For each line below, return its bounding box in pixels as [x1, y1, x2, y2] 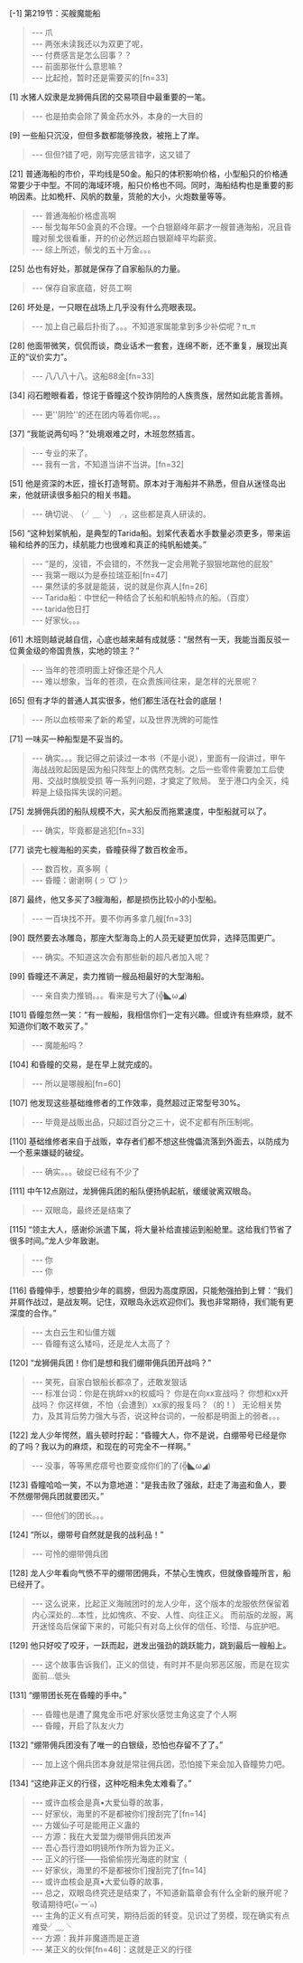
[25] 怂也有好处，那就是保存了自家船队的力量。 [9, 263, 185, 274]
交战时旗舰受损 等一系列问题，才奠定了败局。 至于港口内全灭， [47, 776, 281, 786]
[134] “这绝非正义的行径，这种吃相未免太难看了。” [9, 1778, 192, 1788]
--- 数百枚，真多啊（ [31, 864, 109, 874]
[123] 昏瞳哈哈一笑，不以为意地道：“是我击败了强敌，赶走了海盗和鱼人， [9, 1479, 280, 1490]
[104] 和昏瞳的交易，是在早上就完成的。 [9, 1059, 158, 1070]
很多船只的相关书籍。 [56, 489, 136, 500]
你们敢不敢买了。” [24, 1021, 88, 1031]
